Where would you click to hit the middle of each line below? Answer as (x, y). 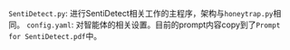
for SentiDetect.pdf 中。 (55, 36)
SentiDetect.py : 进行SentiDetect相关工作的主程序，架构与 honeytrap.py (141, 13)
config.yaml (48, 25)
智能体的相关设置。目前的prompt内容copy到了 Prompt (182, 25)
